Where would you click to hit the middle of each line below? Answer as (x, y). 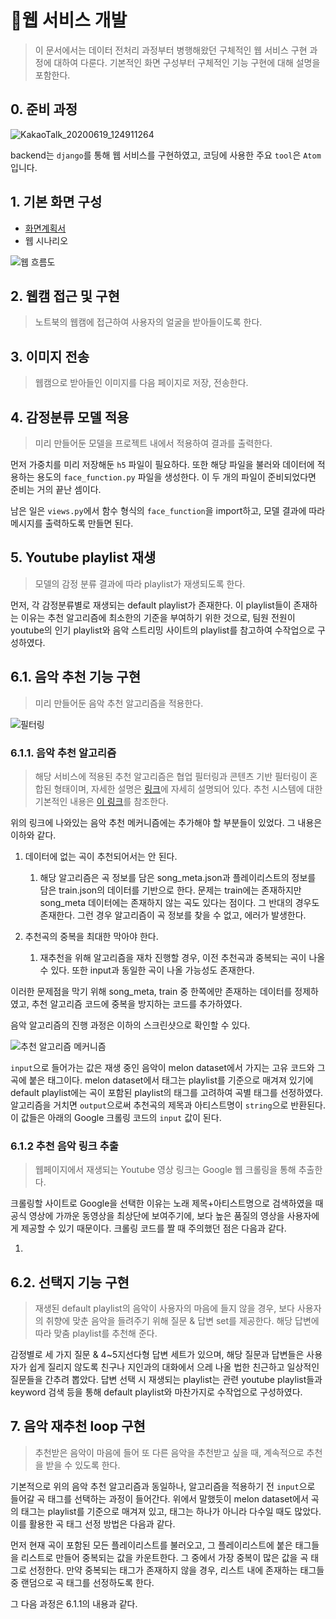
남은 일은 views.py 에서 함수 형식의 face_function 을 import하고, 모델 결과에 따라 (168, 510)
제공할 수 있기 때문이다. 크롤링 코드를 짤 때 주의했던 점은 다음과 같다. (153, 1228)
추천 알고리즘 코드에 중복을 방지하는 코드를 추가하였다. (137, 1003)
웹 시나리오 (46, 240)
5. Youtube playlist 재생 (83, 557)
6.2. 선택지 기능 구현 (70, 1282)
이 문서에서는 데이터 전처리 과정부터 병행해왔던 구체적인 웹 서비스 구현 (171, 50)
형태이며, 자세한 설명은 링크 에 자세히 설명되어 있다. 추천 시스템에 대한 (188, 788)
